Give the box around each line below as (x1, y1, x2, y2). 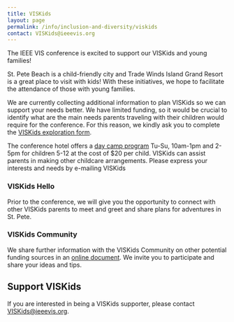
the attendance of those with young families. (7, 85, 136, 93)
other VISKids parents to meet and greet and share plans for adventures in (7, 204, 221, 213)
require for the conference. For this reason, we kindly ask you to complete (7, 120, 220, 129)
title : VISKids (7, 10, 52, 17)
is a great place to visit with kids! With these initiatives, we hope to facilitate (7, 78, 225, 86)
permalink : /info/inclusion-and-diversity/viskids (7, 23, 158, 30)
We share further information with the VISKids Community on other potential (7, 246, 227, 254)
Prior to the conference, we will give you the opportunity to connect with (7, 197, 216, 206)
